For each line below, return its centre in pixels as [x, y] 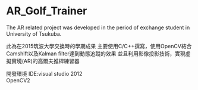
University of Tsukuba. [34, 33]
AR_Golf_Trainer [47, 11]
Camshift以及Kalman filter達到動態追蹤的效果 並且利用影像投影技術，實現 [96, 53]
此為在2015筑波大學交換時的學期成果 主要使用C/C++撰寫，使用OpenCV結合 [99, 46]
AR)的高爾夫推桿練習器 [51, 61]
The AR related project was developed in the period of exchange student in [98, 27]
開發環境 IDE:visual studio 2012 [44, 73]
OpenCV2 [18, 80]
